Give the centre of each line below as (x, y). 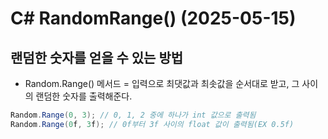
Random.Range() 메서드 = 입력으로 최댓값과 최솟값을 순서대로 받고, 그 (162, 83)
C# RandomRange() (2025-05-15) (153, 18)
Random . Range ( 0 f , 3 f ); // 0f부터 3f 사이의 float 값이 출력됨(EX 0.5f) (152, 124)
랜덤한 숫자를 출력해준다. (84, 96)
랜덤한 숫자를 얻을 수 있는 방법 (97, 57)
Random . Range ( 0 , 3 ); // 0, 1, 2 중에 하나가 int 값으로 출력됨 (133, 115)
